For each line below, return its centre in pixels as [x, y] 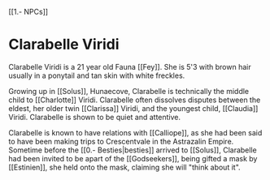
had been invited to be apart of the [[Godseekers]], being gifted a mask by [133, 158]
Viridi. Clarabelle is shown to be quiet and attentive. [95, 117]
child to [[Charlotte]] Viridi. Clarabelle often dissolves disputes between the [135, 100]
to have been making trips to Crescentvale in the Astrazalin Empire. [121, 141]
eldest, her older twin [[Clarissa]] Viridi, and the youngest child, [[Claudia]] [133, 108]
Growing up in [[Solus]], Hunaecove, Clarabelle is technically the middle [129, 91]
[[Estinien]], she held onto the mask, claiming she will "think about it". [125, 167]
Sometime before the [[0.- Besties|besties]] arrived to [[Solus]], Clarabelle [133, 150]
